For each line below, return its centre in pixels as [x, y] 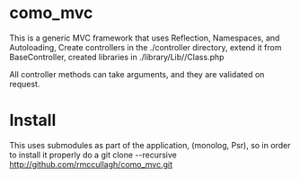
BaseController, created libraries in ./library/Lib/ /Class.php [117, 57]
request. [25, 84]
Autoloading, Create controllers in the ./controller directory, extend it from [146, 47]
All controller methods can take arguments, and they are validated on [137, 74]
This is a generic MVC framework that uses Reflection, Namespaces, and [145, 38]
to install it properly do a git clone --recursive [93, 155]
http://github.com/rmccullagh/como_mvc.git [91, 164]
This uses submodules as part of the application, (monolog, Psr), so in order [150, 145]
